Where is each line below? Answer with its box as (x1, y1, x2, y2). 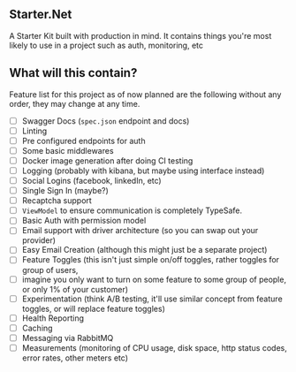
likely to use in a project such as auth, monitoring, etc (9, 40, 204, 50)
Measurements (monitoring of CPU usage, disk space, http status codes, (21, 342, 287, 353)
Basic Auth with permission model (21, 216, 147, 226)
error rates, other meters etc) (21, 353, 128, 363)
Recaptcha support (21, 195, 93, 206)
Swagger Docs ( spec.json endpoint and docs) (21, 115, 190, 126)
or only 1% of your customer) (21, 284, 129, 294)
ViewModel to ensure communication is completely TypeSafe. (21, 205, 243, 216)
